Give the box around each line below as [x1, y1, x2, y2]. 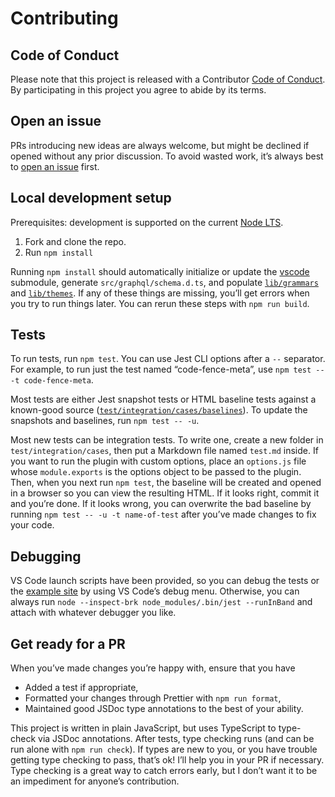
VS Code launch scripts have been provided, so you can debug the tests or [10, 575, 320, 587]
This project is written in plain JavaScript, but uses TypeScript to [10, 722, 277, 734]
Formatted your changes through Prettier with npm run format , [24, 692, 282, 704]
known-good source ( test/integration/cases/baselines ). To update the [10, 404, 308, 416]
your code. [10, 519, 55, 531]
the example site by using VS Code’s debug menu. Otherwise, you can [10, 585, 300, 597]
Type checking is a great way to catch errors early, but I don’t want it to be [10, 765, 318, 777]
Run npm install [24, 246, 94, 258]
